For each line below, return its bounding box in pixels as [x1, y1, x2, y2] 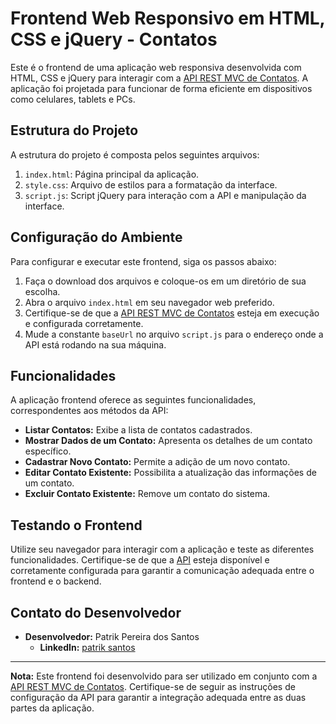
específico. [24, 445, 72, 457]
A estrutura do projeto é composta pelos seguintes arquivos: [10, 148, 260, 161]
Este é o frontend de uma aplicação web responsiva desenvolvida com [10, 61, 302, 73]
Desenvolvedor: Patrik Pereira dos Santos [24, 631, 200, 642]
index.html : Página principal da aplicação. [24, 168, 200, 180]
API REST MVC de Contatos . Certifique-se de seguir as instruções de [10, 681, 296, 692]
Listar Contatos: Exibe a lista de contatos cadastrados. [24, 424, 253, 436]
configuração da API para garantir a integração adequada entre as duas [10, 692, 307, 703]
